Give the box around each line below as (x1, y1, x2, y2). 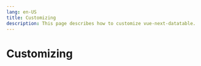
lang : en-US (6, 9, 37, 15)
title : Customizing (6, 15, 56, 21)
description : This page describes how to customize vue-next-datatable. (6, 20, 196, 26)
